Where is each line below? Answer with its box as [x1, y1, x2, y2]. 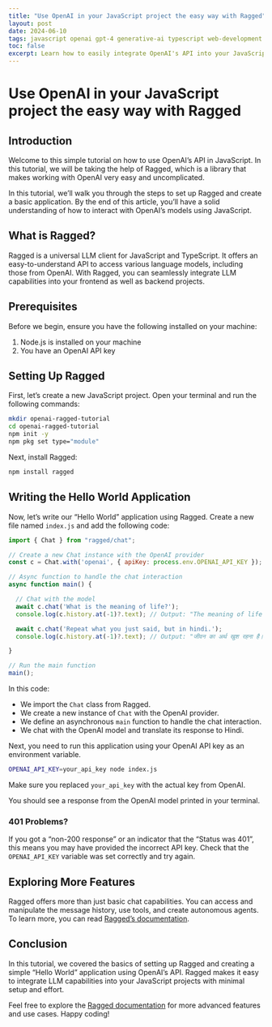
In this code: [8, 684, 50, 693]
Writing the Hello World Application [8, 490, 191, 504]
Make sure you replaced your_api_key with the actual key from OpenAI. [8, 780, 246, 790]
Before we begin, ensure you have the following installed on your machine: [8, 321, 257, 331]
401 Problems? [8, 815, 69, 827]
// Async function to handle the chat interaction [8, 573, 183, 581]
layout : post [8, 19, 53, 28]
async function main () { [8, 580, 92, 588]
